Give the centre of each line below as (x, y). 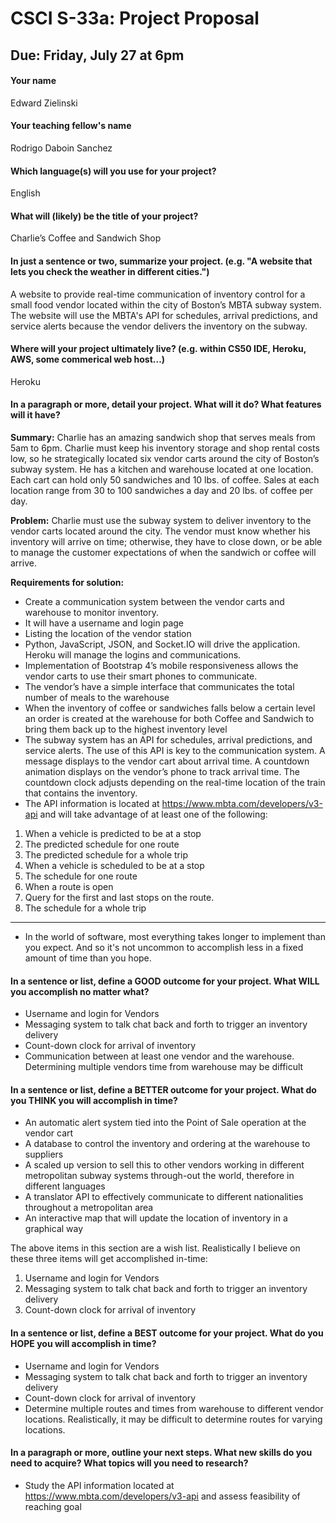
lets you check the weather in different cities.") (110, 271)
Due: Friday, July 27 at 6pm (97, 55)
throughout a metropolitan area (89, 1208)
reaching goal (53, 1506)
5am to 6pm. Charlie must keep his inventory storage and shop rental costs (165, 448)
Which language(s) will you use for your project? (113, 171)
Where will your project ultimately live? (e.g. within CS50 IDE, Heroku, (158, 349)
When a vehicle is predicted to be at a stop (113, 833)
